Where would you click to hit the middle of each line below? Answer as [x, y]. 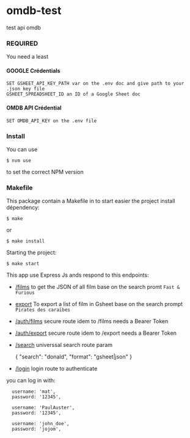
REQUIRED [22, 43]
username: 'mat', [34, 392]
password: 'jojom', [37, 429]
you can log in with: [31, 381]
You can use [22, 149]
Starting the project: [31, 253]
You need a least [27, 57]
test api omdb [24, 27]
